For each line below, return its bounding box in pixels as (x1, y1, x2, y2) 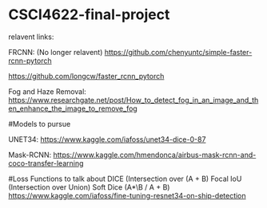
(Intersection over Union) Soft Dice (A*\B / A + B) (8, 182, 170, 192)
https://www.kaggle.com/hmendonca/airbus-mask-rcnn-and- (53, 150, 257, 159)
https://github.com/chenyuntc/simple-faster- (104, 47, 253, 57)
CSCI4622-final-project (8, 6, 170, 24)
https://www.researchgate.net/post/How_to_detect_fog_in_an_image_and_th (8, 95, 259, 104)
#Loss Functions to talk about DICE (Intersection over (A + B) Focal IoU (8, 174, 242, 183)
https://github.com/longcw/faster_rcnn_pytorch (8, 71, 165, 80)
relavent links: (8, 32, 54, 41)
